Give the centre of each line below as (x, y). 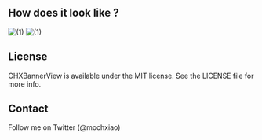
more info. (25, 84)
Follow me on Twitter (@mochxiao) (64, 127)
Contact (28, 109)
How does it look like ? (64, 13)
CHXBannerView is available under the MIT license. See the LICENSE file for (131, 76)
